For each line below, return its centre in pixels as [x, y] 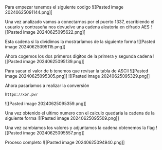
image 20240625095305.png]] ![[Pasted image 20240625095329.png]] [77, 76]
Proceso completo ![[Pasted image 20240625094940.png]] [65, 142]
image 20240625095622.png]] [54, 32]
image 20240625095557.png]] [54, 133]
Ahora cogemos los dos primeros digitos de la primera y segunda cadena [79, 56]
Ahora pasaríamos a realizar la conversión [47, 86]
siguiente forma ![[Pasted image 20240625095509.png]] [62, 118]
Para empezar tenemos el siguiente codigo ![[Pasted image [64, 7]
